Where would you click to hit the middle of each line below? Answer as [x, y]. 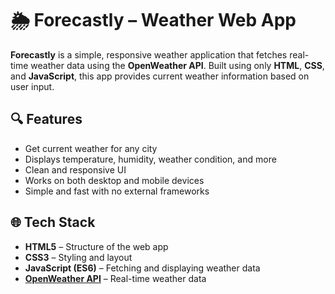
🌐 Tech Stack [53, 222]
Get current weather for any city [91, 148]
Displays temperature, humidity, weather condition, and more [150, 159]
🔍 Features [46, 119]
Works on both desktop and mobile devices [114, 180]
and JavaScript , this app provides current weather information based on [160, 76]
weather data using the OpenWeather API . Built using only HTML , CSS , [177, 65]
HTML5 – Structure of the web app [96, 246]
